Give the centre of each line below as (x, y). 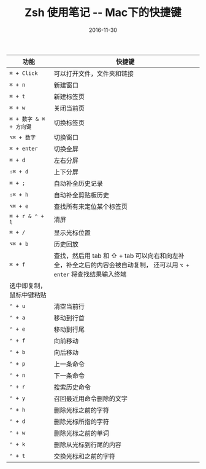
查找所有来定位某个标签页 (90, 207)
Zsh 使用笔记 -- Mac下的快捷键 (103, 13)
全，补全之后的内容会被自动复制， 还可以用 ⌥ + (121, 265)
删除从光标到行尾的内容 (87, 444)
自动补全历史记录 (78, 183)
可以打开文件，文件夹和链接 (93, 73)
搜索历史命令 (72, 387)
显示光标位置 (72, 232)
